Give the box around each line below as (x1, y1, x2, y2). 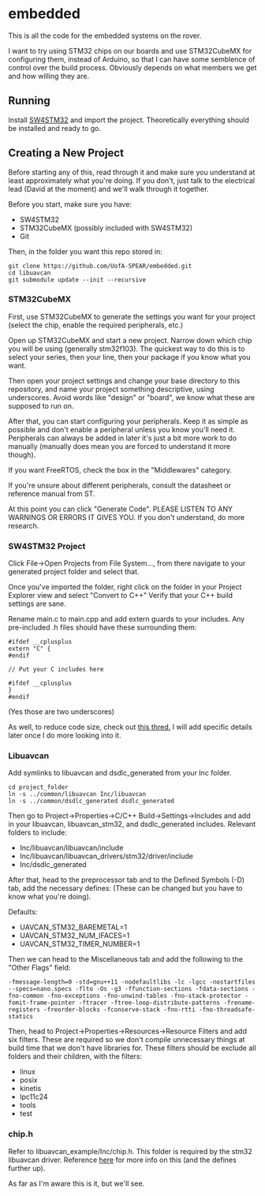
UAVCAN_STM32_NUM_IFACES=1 (19, 931, 130, 940)
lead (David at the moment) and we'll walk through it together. (8, 184, 209, 193)
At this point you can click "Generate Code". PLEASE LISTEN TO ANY (8, 504, 233, 514)
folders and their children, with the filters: (8, 1052, 143, 1061)
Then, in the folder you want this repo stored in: (8, 246, 163, 256)
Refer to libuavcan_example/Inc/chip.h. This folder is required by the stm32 (8, 1146, 252, 1156)
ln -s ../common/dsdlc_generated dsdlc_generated (8, 798, 175, 805)
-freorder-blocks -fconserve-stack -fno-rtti (43, 1006, 196, 1014)
